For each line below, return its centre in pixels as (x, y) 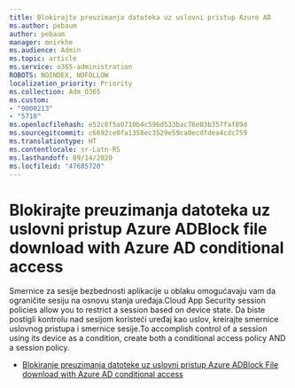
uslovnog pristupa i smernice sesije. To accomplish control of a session (138, 329)
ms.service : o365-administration (71, 67)
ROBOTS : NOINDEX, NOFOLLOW (59, 75)
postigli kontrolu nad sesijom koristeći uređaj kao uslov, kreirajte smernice (144, 320)
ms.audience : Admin (45, 51)
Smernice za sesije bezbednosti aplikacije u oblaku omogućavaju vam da (143, 291)
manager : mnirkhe (41, 42)
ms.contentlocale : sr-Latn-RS (65, 149)
